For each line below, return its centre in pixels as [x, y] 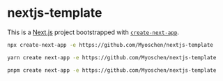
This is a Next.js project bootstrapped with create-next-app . [93, 32]
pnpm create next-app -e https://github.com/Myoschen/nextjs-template [112, 70]
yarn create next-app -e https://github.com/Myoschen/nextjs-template [112, 57]
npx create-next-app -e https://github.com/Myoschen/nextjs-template [110, 45]
